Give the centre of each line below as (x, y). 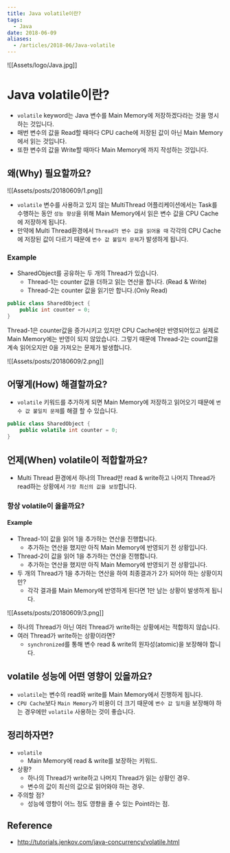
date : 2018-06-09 (32, 33)
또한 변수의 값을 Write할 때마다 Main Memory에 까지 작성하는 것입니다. (113, 149)
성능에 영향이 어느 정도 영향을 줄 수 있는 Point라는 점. (99, 803)
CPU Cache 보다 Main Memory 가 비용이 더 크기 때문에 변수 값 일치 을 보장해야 (116, 703)
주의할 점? (31, 795)
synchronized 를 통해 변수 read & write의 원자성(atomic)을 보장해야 (117, 645)
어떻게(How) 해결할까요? (57, 385)
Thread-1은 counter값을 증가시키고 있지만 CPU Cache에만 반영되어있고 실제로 (113, 330)
